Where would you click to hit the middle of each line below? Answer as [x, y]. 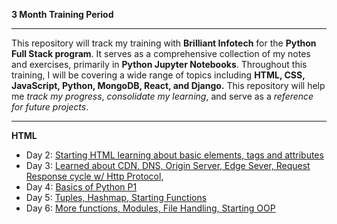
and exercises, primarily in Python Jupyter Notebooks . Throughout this [159, 64]
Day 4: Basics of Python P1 [81, 187]
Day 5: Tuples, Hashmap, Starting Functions [116, 197]
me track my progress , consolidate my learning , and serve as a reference [162, 96]
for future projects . [50, 107]
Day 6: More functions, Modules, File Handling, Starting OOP [150, 208]
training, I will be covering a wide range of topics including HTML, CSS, [158, 75]
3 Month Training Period [62, 14]
